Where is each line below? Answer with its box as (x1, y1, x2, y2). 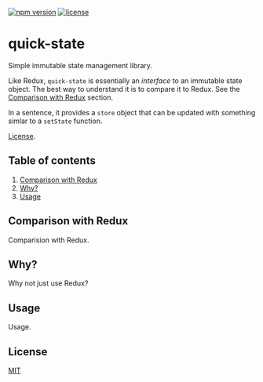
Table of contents (8, 154, 96, 168)
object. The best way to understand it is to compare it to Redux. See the (8, 84, 241, 93)
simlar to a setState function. (8, 116, 103, 126)
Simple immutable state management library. (8, 60, 153, 70)
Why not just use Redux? (8, 278, 89, 288)
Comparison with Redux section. (8, 93, 114, 102)
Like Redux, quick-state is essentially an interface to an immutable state (8, 75, 243, 85)
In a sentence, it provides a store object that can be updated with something (8, 107, 256, 117)
